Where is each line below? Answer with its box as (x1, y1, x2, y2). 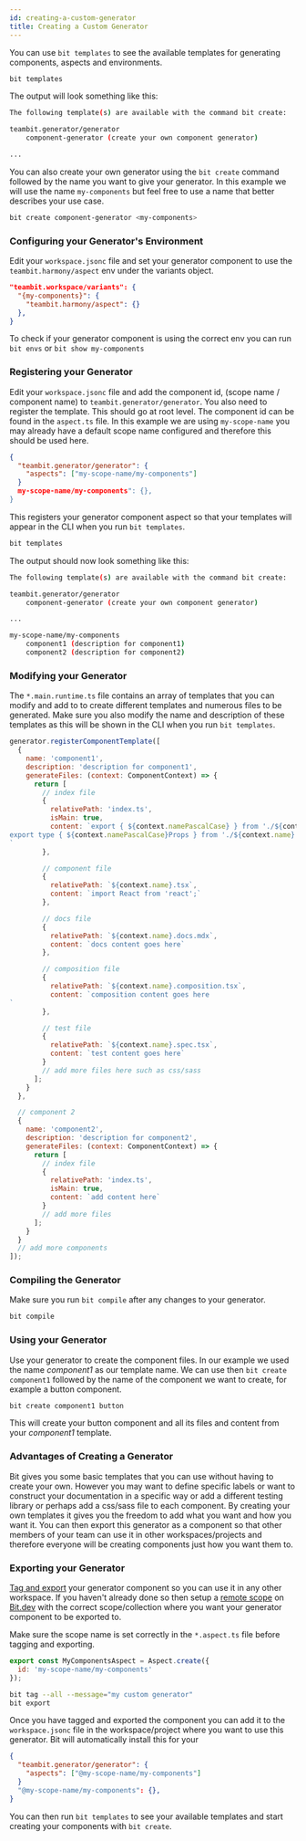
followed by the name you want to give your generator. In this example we (9, 175, 287, 187)
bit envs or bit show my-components (9, 343, 145, 354)
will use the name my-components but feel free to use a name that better (9, 185, 275, 196)
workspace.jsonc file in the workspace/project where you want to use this (9, 1724, 284, 1735)
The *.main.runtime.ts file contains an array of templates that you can (9, 690, 275, 701)
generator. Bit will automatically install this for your (9, 1734, 199, 1745)
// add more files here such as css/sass (42, 1065, 202, 1075)
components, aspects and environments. (9, 57, 163, 68)
